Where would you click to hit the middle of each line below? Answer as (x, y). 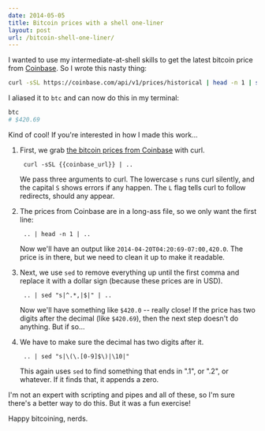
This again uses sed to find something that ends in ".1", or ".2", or (124, 371)
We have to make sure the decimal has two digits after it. (112, 342)
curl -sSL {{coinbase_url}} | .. (78, 164)
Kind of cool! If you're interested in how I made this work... (103, 134)
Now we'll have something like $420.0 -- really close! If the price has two (138, 309)
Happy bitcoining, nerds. (48, 418)
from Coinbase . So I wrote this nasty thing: (78, 69)
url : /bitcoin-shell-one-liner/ (61, 37)
